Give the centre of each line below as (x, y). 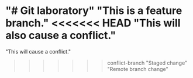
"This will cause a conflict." (38, 51)
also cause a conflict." (61, 36)
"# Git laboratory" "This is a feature (94, 11)
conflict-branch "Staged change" (147, 63)
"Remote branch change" (138, 69)
